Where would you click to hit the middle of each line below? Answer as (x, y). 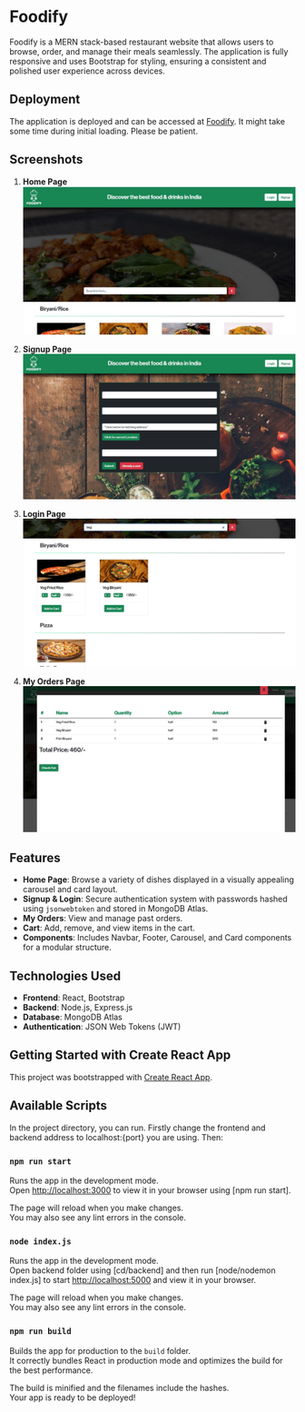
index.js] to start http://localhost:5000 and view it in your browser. (133, 1280)
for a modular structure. (67, 948)
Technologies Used (65, 975)
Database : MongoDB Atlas (72, 1017)
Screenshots (46, 159)
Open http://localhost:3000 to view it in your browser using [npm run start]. (150, 1190)
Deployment (45, 99)
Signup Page (47, 349)
